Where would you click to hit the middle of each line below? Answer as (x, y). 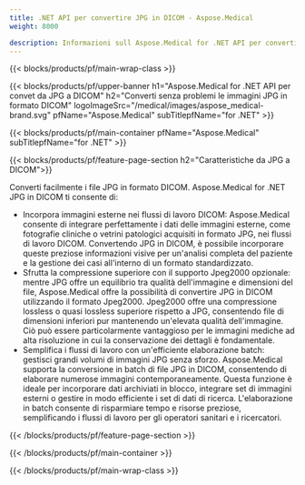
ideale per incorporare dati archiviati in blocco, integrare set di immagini (157, 389)
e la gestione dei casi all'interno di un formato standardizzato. (138, 263)
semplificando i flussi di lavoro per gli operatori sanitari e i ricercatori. (152, 418)
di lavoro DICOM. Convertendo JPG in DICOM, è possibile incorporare (153, 244)
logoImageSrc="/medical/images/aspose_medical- (169, 106)
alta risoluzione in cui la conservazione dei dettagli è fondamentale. (148, 340)
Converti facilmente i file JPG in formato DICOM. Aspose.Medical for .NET (148, 187)
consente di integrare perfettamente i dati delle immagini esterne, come (156, 225)
